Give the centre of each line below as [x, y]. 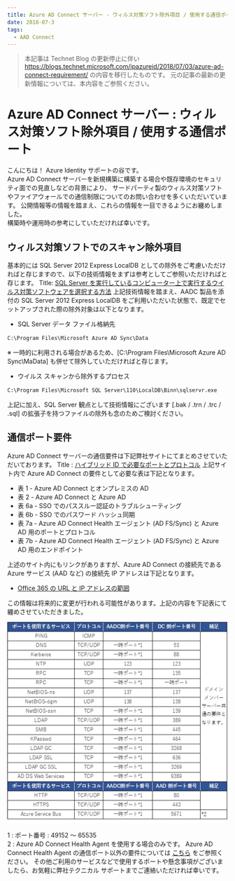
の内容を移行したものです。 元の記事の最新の [155, 75]
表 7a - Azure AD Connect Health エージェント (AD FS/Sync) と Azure [118, 523]
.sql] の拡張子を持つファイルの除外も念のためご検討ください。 [97, 413]
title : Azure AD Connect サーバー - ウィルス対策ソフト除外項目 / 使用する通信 [114, 15]
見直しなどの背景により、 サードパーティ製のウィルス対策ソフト [130, 188]
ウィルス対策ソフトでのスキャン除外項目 [94, 247]
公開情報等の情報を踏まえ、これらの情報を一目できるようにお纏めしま [122, 205]
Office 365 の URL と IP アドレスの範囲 [73, 588]
